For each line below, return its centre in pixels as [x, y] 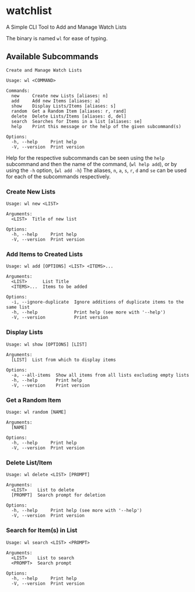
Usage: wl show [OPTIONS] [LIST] [47, 344]
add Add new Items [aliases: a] [56, 101]
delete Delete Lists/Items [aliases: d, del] [69, 116]
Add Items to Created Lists [44, 254]
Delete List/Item [29, 462]
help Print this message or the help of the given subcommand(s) [96, 126]
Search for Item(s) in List [42, 531]
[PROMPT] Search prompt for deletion [59, 495]
